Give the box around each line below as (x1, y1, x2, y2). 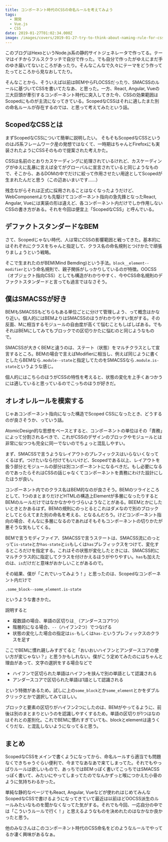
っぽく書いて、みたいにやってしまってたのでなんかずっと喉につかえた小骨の (5, 772, 162, 778)
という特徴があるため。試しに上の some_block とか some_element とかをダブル (5, 687, 160, 693)
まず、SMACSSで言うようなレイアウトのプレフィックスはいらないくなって (5, 451, 159, 457)
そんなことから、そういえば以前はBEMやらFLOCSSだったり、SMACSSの (5, 79, 155, 85)
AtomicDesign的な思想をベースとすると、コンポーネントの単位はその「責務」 (5, 428, 163, 434)
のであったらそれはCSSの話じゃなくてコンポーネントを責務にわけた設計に (5, 470, 158, 476)
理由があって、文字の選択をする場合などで (5, 660, 92, 666)
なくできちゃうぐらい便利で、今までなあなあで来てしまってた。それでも (5, 760, 153, 766)
